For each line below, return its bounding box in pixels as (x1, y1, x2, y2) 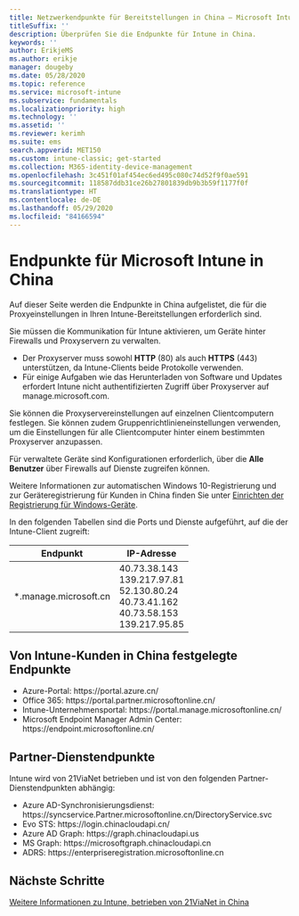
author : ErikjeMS (9, 46, 74, 55)
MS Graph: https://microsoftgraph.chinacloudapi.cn (21, 838, 212, 848)
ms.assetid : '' (9, 121, 66, 130)
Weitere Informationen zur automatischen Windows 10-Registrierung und (9, 480, 277, 491)
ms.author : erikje (9, 54, 77, 63)
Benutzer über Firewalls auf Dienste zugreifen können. (9, 463, 211, 474)
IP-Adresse (126, 547, 177, 559)
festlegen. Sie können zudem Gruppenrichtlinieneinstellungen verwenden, (9, 417, 281, 428)
